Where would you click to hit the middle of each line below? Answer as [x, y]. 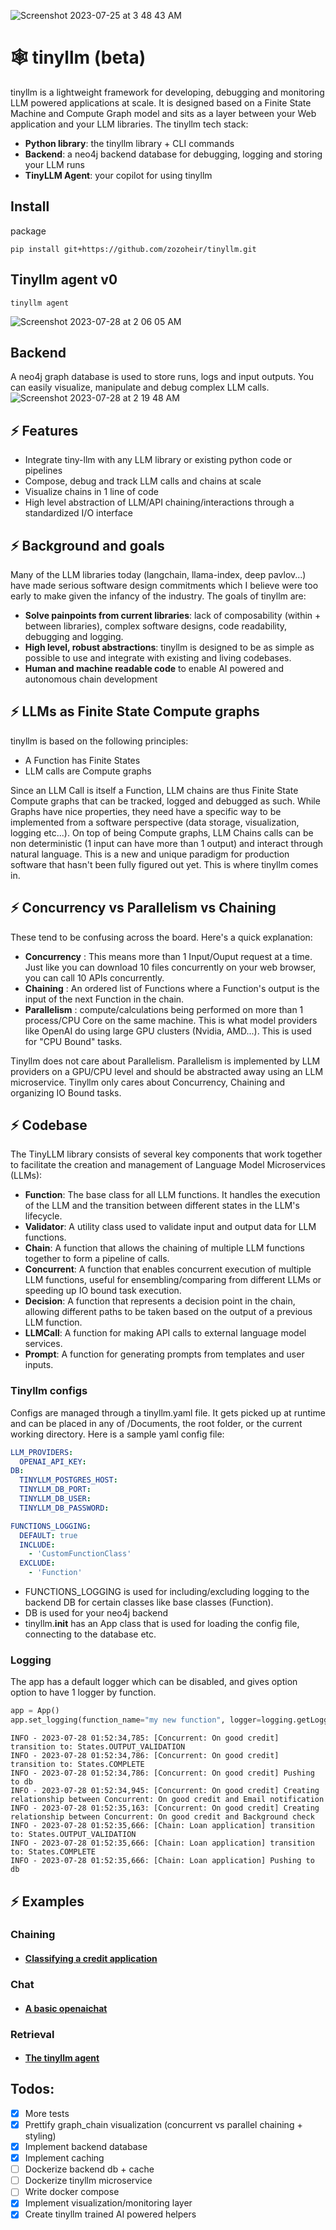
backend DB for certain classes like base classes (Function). [149, 1602]
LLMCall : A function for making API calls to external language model [165, 1333]
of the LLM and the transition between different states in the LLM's [162, 1206]
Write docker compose [72, 2192]
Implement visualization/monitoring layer [108, 2203]
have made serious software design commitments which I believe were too [164, 585]
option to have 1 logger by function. [83, 1692]
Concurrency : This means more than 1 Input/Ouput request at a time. [168, 956]
